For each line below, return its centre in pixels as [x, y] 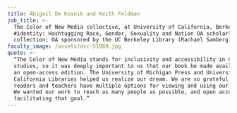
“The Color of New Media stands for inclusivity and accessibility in [120, 60]
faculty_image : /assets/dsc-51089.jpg [64, 46]
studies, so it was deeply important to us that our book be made [113, 66]
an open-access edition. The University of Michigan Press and [108, 72]
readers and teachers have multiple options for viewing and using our [121, 86]
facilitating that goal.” [52, 99]
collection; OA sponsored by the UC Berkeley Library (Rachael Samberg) [123, 40]
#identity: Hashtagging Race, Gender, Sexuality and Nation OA [108, 33]
